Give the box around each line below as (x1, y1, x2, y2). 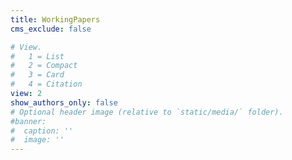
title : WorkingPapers (10, 14, 101, 25)
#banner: (10, 116, 47, 126)
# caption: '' (10, 126, 74, 136)
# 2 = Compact (10, 61, 78, 71)
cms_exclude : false (10, 24, 92, 34)
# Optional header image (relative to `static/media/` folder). (10, 107, 284, 117)
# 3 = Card (10, 70, 65, 80)
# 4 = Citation (10, 79, 83, 90)
